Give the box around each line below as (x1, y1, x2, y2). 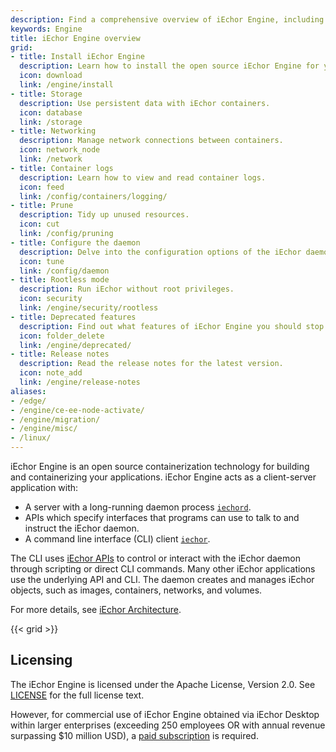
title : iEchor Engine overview (10, 33, 141, 43)
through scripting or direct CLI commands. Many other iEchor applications (10, 563, 316, 575)
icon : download (19, 71, 83, 81)
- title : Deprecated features (10, 312, 137, 322)
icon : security (19, 294, 83, 304)
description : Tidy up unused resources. (19, 210, 190, 220)
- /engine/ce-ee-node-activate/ (10, 405, 145, 415)
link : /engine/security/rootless (19, 303, 159, 313)
